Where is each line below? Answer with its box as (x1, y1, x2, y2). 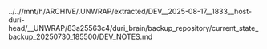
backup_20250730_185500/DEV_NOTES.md (8, 32, 153, 41)
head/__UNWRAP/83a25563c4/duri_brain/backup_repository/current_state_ (8, 24, 259, 32)
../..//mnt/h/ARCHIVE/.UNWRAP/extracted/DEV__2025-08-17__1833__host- (8, 7, 253, 16)
